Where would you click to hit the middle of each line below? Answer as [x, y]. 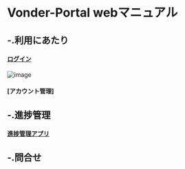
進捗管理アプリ [28, 134]
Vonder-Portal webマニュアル [92, 13]
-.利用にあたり [38, 40]
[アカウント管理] [31, 91]
